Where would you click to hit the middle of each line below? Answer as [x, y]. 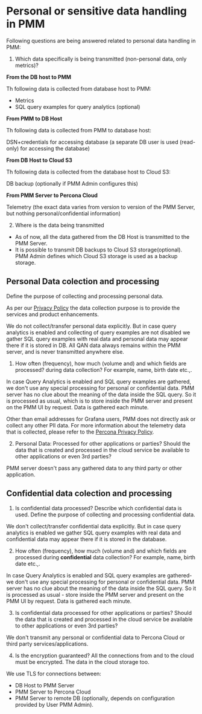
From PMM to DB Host [34, 118]
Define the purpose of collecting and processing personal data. [85, 296]
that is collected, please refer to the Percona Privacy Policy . [80, 432]
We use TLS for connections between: [54, 673]
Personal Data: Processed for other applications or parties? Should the [103, 443]
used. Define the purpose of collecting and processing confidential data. [105, 514]
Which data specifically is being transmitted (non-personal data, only [101, 59]
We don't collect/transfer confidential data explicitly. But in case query [93, 526]
